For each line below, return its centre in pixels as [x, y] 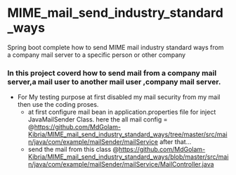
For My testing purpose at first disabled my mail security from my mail [119, 97]
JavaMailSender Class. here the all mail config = [98, 119]
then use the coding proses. [58, 105]
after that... [175, 142]
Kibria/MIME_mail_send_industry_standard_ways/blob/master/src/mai [128, 157]
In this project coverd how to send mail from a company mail [112, 73]
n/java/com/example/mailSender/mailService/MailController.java [121, 164]
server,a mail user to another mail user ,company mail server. [114, 82]
